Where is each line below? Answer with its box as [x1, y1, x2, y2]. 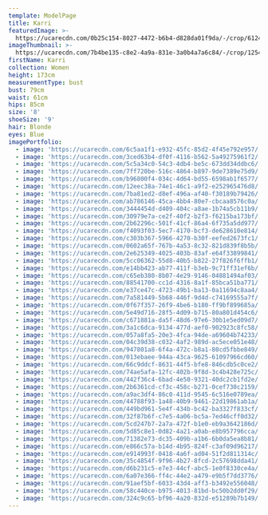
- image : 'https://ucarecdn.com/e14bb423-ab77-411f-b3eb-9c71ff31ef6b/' [15, 264, 262, 272]
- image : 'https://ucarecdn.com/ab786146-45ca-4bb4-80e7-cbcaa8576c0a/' [15, 197, 262, 205]
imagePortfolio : [8, 137, 62, 146]
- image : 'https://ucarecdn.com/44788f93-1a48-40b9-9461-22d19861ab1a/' [15, 398, 262, 406]
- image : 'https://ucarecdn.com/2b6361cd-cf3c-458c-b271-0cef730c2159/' [15, 382, 262, 391]
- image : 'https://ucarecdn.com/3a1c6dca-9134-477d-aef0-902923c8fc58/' [15, 323, 262, 331]
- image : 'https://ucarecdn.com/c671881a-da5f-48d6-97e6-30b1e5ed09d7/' [15, 316, 262, 324]
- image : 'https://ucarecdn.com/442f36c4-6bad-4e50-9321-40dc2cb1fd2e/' [15, 375, 262, 383]
